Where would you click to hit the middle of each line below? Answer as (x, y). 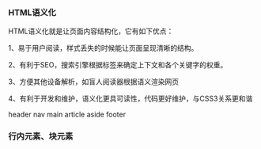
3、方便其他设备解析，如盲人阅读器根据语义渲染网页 (94, 82)
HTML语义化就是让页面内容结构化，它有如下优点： (91, 31)
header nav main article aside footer (67, 115)
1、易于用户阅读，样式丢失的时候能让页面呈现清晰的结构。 (103, 48)
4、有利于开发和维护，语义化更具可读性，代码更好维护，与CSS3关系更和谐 (130, 99)
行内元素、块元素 (41, 136)
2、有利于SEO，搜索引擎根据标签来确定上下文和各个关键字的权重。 (118, 65)
